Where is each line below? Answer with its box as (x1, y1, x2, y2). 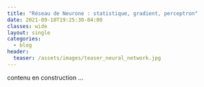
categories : (7, 36, 41, 42)
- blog (13, 42, 32, 49)
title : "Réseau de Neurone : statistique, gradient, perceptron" (7, 10, 198, 17)
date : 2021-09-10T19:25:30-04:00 (7, 16, 103, 23)
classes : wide (7, 23, 48, 29)
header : (7, 49, 30, 55)
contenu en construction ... (7, 73, 84, 82)
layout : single (7, 29, 51, 36)
